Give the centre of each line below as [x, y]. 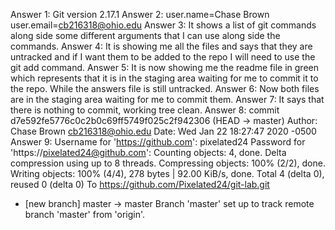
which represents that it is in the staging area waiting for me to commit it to [164, 78]
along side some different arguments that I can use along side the [145, 35]
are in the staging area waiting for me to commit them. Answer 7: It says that [167, 99]
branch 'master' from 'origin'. [85, 214]
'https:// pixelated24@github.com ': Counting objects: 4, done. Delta [148, 152]
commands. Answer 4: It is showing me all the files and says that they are [161, 46]
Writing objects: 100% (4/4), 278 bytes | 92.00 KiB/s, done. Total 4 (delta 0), [167, 173]
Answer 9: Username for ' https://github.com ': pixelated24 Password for [158, 142]
